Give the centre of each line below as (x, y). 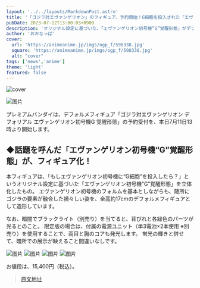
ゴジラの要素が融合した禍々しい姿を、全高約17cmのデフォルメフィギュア (96, 199)
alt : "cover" (28, 56)
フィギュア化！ (65, 161)
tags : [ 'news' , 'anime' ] (36, 61)
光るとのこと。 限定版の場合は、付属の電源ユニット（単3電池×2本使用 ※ (95, 226)
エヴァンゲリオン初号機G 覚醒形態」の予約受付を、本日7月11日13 (113, 122)
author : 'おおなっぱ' (31, 34)
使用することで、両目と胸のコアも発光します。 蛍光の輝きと (100, 234)
